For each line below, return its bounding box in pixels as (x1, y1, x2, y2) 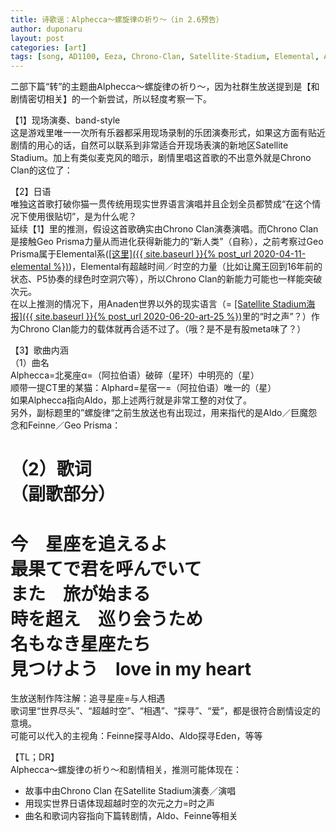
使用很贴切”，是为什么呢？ (27, 211, 138, 223)
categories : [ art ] (10, 42, 87, 53)
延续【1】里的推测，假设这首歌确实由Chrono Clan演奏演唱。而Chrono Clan (10, 223, 319, 235)
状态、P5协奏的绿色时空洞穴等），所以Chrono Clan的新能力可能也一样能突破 (10, 273, 323, 285)
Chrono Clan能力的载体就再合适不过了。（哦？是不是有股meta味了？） (18, 323, 307, 335)
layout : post (10, 33, 65, 43)
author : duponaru (10, 24, 83, 34)
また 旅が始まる (10, 582, 152, 605)
